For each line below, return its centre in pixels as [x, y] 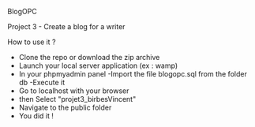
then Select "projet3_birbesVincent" [77, 99]
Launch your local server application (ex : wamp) [98, 65]
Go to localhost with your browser [74, 91]
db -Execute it [42, 82]
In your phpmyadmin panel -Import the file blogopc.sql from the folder [133, 74]
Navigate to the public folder [65, 107]
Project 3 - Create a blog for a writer [66, 26]
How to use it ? [32, 42]
